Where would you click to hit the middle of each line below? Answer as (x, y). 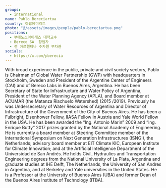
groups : (13, 10)
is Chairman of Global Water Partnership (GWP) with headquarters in (75, 75)
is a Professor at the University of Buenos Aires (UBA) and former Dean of (81, 175)
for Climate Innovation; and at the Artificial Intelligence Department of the (80, 148)
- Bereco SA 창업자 (29, 42)
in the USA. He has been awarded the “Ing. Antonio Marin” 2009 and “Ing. (81, 122)
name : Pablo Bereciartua (31, 19)
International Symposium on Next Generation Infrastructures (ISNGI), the (79, 138)
